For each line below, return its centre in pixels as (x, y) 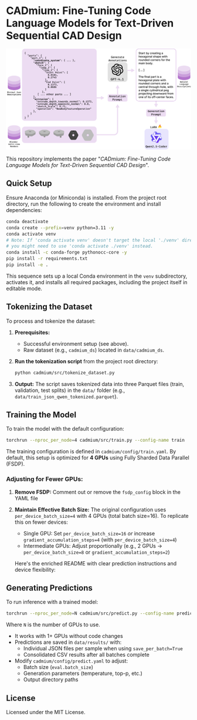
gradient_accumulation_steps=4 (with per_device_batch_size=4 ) (100, 540)
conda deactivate (27, 221)
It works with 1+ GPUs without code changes (69, 636)
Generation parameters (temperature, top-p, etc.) (83, 673)
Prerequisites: (32, 332)
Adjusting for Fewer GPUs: (45, 479)
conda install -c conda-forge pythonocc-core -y (67, 252)
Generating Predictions (49, 588)
